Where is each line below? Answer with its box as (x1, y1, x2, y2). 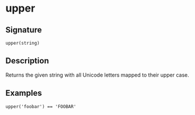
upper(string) (5, 40, 40, 46)
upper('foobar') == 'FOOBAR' (5, 103, 76, 109)
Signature (5, 25, 42, 35)
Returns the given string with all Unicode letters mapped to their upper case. (5, 71, 189, 78)
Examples (5, 88, 42, 98)
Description (5, 56, 49, 66)
